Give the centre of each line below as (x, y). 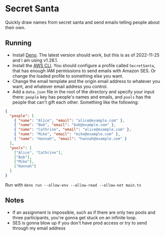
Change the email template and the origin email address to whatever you (86, 81)
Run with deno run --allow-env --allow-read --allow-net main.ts (73, 185)
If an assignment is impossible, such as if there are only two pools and (84, 212)
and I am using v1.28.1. (35, 60)
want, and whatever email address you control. (60, 86)
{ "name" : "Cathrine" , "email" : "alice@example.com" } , (73, 130)
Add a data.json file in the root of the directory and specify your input (83, 91)
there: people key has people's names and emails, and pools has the (82, 97)
